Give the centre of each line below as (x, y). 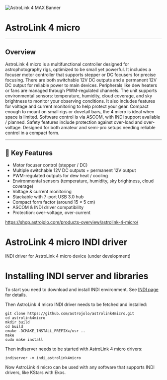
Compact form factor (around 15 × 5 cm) (54, 202)
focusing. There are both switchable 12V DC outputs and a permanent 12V (81, 80)
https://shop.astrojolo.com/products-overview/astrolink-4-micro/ (72, 222)
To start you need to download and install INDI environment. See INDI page (82, 290)
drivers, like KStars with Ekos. (36, 373)
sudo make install (24, 340)
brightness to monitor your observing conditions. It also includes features (80, 101)
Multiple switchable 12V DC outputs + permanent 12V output (74, 170)
